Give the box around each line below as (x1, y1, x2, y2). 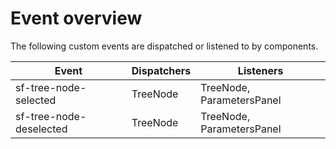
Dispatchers (131, 63, 192, 77)
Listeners (237, 63, 284, 77)
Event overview (10, 7, 143, 30)
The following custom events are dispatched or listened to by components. (10, 40, 319, 52)
